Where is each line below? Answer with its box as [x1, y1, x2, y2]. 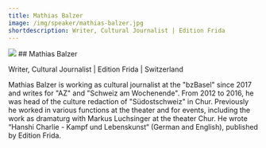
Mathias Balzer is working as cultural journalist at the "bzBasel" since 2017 [8, 80, 253, 90]
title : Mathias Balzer [8, 11, 83, 20]
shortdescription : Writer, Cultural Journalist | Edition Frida [8, 26, 226, 34]
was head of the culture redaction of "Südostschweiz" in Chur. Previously [8, 97, 249, 107]
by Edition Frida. [8, 130, 62, 140]
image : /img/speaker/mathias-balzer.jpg [8, 19, 145, 27]
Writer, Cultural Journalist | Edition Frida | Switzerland [8, 64, 184, 74]
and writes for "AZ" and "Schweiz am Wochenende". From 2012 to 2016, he [8, 88, 254, 98]
